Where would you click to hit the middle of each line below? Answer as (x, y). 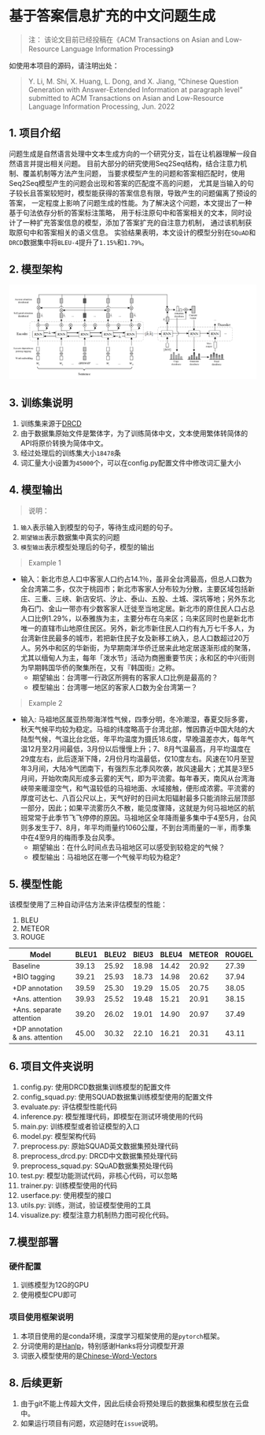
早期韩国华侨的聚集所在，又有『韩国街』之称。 (103, 667)
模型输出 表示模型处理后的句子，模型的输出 (87, 547)
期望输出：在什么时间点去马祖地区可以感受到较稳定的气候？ (129, 847)
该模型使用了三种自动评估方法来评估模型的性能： (88, 905)
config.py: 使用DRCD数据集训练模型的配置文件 (96, 1087)
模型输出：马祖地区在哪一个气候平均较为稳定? (106, 857)
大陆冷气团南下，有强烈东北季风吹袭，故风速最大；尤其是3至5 (153, 768)
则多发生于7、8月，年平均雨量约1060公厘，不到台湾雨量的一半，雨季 (132, 827)
